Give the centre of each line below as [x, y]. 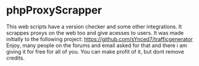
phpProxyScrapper [54, 10]
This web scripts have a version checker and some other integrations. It [94, 27]
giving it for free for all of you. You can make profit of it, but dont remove [95, 51]
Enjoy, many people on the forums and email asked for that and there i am [97, 45]
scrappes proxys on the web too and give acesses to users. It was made [95, 32]
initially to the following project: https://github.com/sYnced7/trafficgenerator [99, 39]
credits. [15, 58]
